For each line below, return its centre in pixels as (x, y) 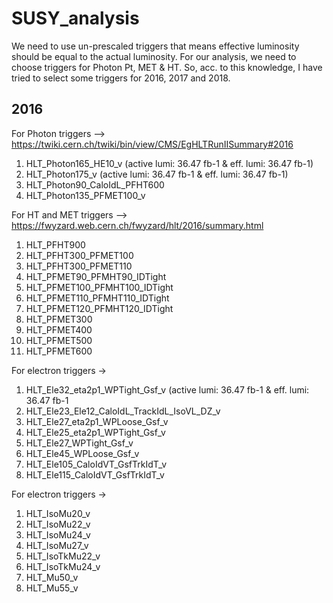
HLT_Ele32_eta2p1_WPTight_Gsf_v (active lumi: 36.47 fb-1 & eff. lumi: (167, 389)
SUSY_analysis (75, 18)
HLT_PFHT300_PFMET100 (79, 255)
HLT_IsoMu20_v (58, 513)
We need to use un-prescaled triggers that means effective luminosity (155, 46)
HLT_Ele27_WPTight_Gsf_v (79, 443)
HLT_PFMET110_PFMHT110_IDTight (97, 298)
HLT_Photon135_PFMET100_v (85, 195)
